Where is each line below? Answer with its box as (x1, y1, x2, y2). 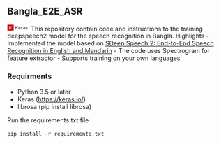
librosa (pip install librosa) (17, 102, 92, 110)
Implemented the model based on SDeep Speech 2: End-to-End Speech (7, 39, 214, 48)
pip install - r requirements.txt (7, 130, 105, 137)
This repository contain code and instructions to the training (31, 24, 204, 33)
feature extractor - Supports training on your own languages (7, 54, 181, 62)
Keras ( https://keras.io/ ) (17, 94, 86, 103)
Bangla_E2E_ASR (7, 6, 83, 17)
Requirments (7, 71, 52, 81)
